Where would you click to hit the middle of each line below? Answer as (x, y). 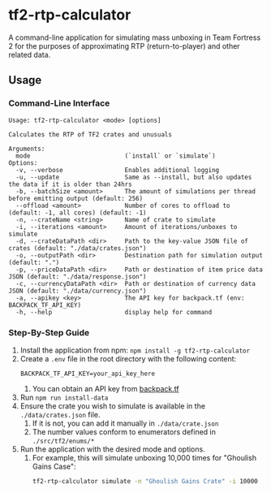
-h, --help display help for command (114, 312)
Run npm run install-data (64, 397)
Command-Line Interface (59, 103)
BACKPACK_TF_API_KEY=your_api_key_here (88, 374)
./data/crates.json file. (60, 414)
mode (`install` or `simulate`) (116, 156)
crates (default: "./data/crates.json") (78, 248)
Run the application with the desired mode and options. (112, 449)
